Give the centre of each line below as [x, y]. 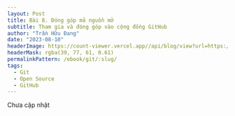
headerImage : [26, 46]
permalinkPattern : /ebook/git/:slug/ [62, 59]
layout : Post [26, 14]
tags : [15, 66]
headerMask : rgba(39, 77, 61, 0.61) [60, 53]
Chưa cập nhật [29, 105]
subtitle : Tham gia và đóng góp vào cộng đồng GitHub [87, 27]
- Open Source [34, 79]
